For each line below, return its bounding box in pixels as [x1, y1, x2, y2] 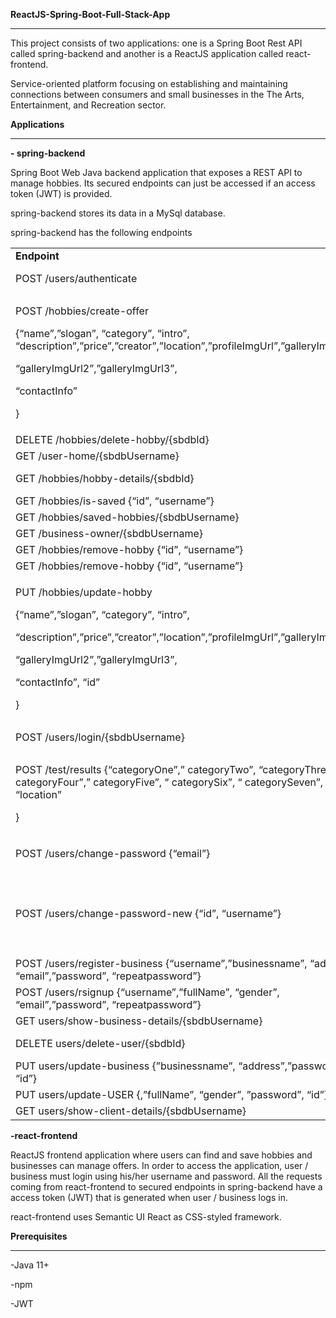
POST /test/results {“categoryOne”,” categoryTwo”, [15, 763, 257, 776]
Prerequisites [10, 1230, 68, 1242]
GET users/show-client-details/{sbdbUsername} [15, 1104, 247, 1118]
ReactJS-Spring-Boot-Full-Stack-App [10, 9, 171, 20]
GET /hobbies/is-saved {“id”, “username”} [15, 494, 215, 508]
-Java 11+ [10, 1259, 50, 1271]
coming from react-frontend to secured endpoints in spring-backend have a [10, 1181, 323, 1193]
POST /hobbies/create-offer [15, 304, 149, 318]
